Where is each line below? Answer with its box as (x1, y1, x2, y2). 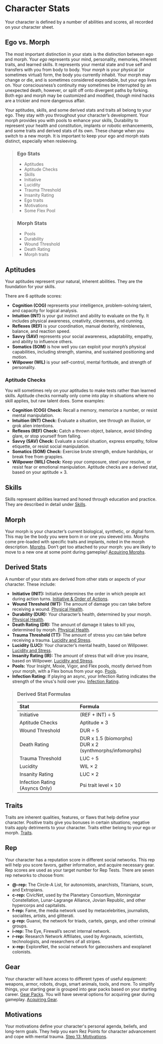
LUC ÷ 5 (80, 755, 99, 762)
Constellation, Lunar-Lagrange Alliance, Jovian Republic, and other (12, 897, 146, 903)
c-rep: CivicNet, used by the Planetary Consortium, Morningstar (12, 892, 141, 898)
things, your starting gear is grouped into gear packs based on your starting (5, 986, 157, 992)
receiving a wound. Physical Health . (12, 606, 84, 612)
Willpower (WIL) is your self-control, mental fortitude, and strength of (12, 359, 152, 365)
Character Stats (5, 3, 70, 14)
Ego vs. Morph (5, 38, 50, 47)
